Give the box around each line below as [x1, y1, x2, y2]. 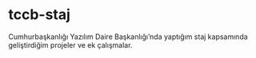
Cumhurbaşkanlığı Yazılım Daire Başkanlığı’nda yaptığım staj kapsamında [8, 32, 248, 41]
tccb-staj [8, 6, 70, 24]
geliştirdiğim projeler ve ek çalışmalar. [8, 40, 133, 49]
